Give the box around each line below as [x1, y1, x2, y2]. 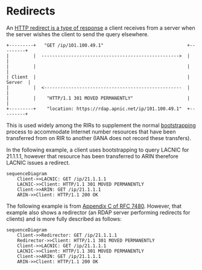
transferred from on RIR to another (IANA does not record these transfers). [6, 134, 192, 141]
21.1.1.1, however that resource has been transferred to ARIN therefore [6, 152, 179, 159]
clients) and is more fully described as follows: [6, 215, 122, 222]
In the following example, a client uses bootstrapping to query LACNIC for [6, 146, 189, 153]
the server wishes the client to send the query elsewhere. [6, 30, 150, 37]
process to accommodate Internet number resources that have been [6, 128, 176, 135]
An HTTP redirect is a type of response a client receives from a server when [6, 24, 196, 31]
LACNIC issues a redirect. [6, 159, 71, 166]
